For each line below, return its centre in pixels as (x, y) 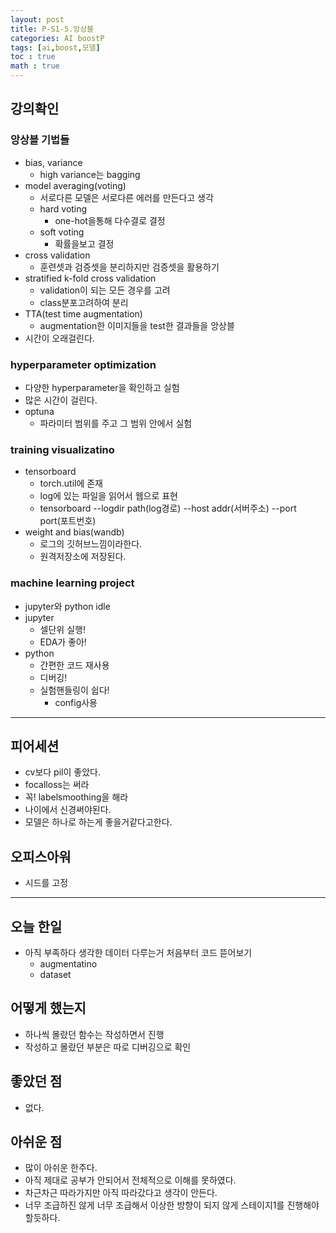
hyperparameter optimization (83, 364)
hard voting (63, 208)
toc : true (33, 57)
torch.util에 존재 (71, 483)
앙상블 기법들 (40, 140)
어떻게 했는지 (48, 1008)
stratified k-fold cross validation (90, 278)
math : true (35, 66)
